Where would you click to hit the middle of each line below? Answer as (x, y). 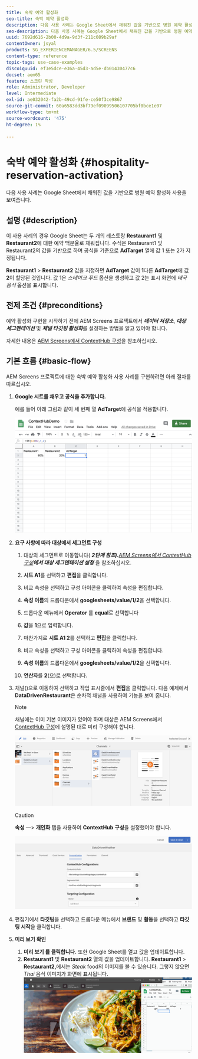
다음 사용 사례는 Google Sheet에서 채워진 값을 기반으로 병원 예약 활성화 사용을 (96, 192)
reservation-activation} (65, 176)
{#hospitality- (115, 163)
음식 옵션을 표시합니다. (32, 285)
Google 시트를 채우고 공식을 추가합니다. (60, 396)
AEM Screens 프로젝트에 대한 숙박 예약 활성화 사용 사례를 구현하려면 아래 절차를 (99, 376)
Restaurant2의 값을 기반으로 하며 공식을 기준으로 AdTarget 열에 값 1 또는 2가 (95, 250)
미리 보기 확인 (30, 939)
